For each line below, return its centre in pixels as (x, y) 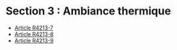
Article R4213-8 (34, 34)
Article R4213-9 (34, 40)
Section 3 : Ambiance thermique (88, 11)
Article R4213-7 (34, 28)
